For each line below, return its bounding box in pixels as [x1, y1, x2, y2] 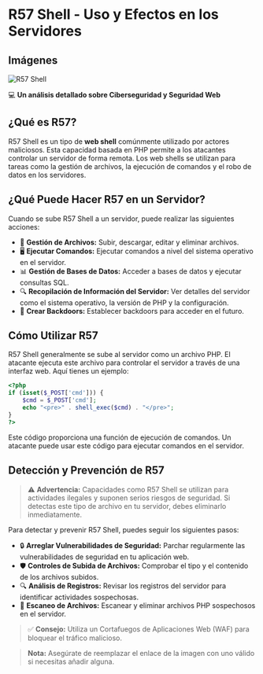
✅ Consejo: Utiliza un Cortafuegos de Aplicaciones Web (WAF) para [27, 624, 250, 634]
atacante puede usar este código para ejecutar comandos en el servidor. [8, 440, 244, 450]
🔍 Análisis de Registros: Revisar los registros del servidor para [19, 580, 227, 591]
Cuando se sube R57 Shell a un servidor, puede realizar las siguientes [8, 214, 235, 223]
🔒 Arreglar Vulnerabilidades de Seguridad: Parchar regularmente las [19, 540, 246, 550]
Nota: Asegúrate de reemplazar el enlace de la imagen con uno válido [27, 648, 255, 657]
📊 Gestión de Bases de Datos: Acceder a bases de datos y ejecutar [19, 266, 242, 276]
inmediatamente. [27, 510, 83, 519]
